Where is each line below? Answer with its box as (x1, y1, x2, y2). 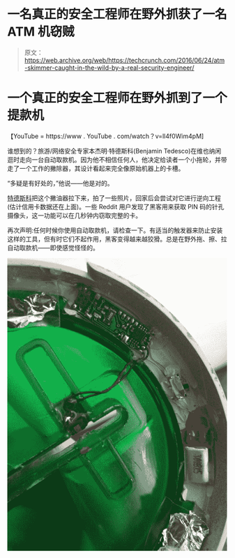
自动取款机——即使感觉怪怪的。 (7, 243, 99, 252)
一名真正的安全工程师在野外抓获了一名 (7, 6, 228, 22)
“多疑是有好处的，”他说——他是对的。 (7, 179, 114, 187)
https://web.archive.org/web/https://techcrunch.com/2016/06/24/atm (24, 56, 225, 64)
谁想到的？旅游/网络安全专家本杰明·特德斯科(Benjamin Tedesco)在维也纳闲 (7, 146, 222, 155)
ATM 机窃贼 (7, 24, 75, 40)
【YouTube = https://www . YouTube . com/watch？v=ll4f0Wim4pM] (7, 132, 204, 140)
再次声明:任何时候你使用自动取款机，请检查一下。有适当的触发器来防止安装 (7, 226, 223, 234)
